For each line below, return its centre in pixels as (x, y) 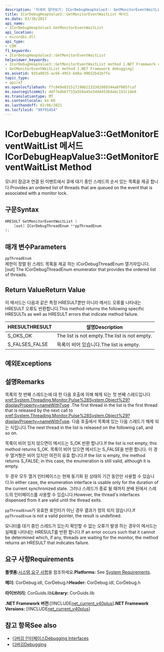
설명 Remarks (25, 382)
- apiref (14, 82)
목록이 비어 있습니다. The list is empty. (99, 345)
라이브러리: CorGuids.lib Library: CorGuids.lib (50, 593)
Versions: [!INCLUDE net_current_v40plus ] (48, 609)
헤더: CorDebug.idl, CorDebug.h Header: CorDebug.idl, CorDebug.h (73, 582)
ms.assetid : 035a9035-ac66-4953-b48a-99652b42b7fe (58, 74)
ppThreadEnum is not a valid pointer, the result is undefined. (63, 516)
